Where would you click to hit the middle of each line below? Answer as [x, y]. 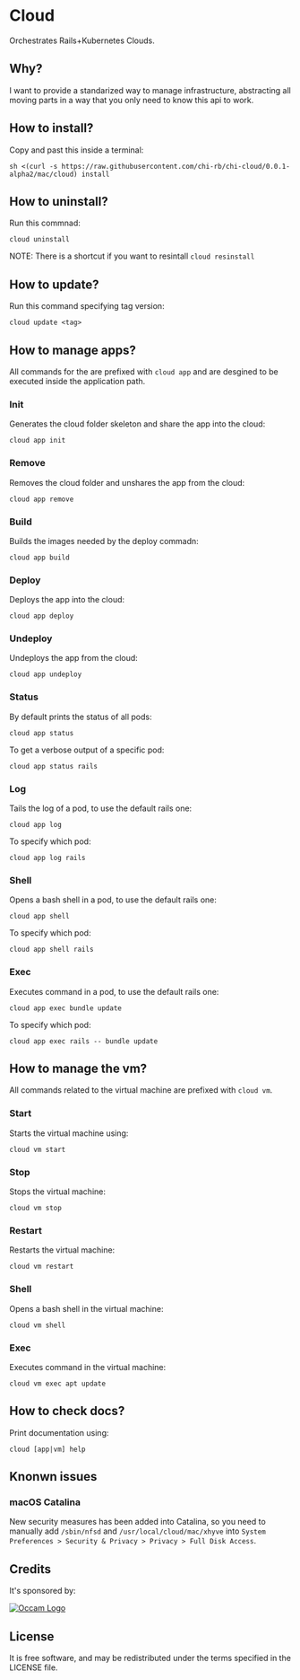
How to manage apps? [73, 350]
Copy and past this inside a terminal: [77, 150]
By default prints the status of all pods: [81, 717]
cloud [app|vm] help [48, 1449]
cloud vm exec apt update [57, 1384]
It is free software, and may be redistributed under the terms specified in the [150, 1658]
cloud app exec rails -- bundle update [84, 1041]
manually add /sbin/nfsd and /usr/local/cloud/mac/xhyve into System [137, 1531]
